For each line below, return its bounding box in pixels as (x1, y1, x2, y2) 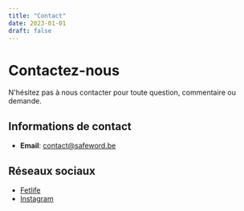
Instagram (19, 193, 54, 203)
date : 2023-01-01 (8, 19, 67, 27)
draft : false (8, 26, 52, 34)
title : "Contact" (8, 11, 67, 20)
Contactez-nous (8, 61, 120, 79)
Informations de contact (8, 120, 132, 133)
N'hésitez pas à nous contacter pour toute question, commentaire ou (8, 87, 237, 97)
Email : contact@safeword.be (19, 141, 116, 151)
